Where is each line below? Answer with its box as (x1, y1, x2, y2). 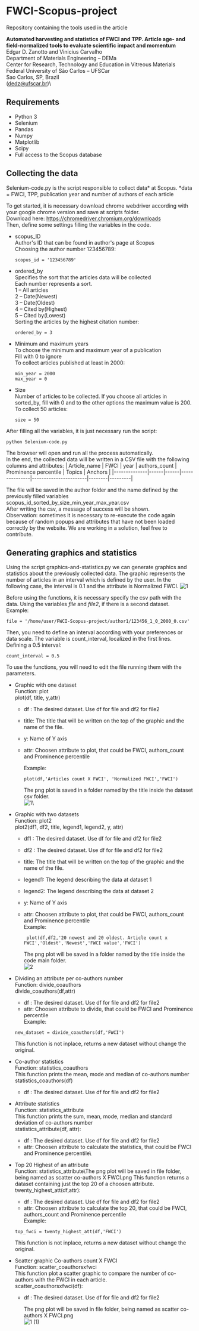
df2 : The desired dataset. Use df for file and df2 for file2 (23, 847, 163, 854)
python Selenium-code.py (6, 438, 68, 445)
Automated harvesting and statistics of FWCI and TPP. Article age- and (6, 35, 186, 42)
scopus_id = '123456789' (14, 257, 77, 263)
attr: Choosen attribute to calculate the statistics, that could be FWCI (23, 1144, 192, 1151)
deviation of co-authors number (14, 1119, 93, 1126)
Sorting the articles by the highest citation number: (14, 318, 140, 325)
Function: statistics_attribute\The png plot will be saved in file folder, (14, 1168, 182, 1175)
